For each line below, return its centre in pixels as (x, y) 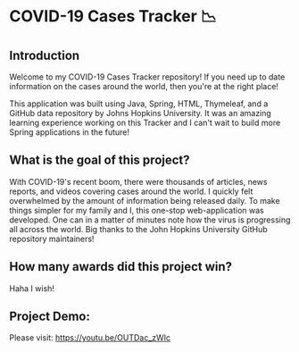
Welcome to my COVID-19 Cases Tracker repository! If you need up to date (147, 77)
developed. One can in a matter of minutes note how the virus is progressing (150, 220)
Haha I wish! (32, 288)
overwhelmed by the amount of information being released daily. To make (145, 200)
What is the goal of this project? (100, 160)
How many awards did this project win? (121, 267)
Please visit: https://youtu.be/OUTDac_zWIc (90, 338)
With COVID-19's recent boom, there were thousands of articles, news (138, 181)
